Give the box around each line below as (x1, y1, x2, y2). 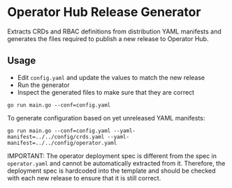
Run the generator (17, 81, 70, 89)
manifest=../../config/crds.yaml (7, 133, 105, 140)
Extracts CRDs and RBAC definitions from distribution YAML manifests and (7, 27, 222, 36)
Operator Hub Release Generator (7, 4, 201, 20)
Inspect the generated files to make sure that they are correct (17, 88, 194, 96)
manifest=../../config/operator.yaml (7, 139, 117, 146)
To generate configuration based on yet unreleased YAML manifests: (7, 113, 205, 122)
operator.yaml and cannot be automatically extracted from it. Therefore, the (7, 159, 226, 167)
